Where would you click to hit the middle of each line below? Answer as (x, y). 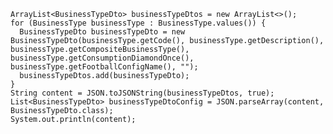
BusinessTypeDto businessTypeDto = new (102, 32)
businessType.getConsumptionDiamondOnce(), (102, 58)
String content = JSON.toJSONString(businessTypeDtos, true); (142, 93)
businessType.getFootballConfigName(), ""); (104, 67)
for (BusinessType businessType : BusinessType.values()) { (138, 23)
